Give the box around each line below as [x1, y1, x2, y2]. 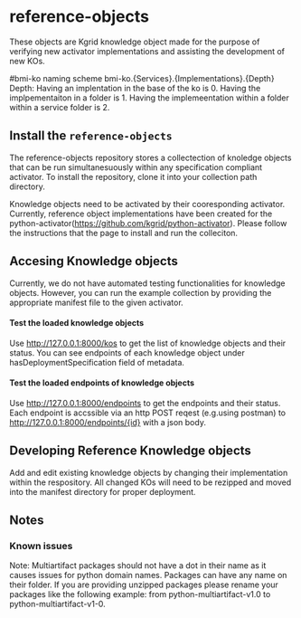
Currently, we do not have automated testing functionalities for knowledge [9, 278, 286, 289]
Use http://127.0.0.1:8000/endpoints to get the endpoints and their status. [9, 397, 281, 408]
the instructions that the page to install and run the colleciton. [9, 227, 238, 238]
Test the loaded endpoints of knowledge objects [9, 377, 195, 388]
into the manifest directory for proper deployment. [9, 486, 196, 497]
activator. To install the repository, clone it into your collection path [9, 171, 258, 182]
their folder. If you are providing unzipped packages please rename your [9, 579, 278, 590]
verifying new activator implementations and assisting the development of [9, 45, 286, 56]
